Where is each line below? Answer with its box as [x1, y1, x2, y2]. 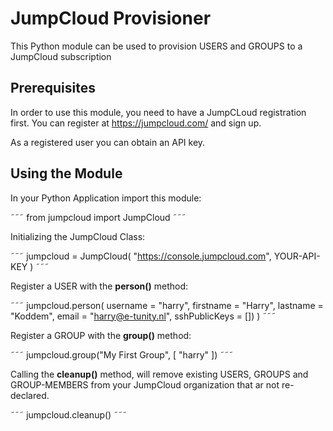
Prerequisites [10, 80, 96, 97]
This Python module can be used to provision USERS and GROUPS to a [10, 40, 303, 52]
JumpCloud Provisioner [10, 7, 212, 30]
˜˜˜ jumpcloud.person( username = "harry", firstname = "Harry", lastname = [10, 299, 324, 311]
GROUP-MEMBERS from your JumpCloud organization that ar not [10, 378, 280, 391]
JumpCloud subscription [10, 50, 112, 62]
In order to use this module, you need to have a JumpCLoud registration [10, 106, 307, 118]
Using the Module [10, 165, 123, 182]
